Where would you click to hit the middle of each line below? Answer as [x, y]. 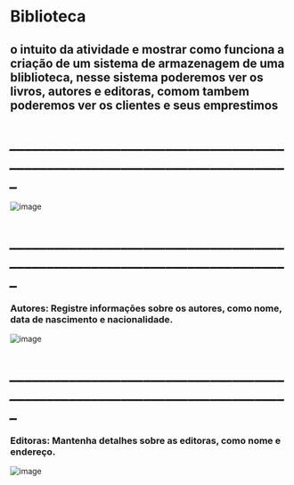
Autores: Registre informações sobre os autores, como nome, [146, 308]
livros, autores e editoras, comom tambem [130, 91]
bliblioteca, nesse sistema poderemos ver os [137, 77]
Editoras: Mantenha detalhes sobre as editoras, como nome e [146, 441]
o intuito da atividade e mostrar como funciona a [147, 50]
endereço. [33, 452]
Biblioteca [48, 17]
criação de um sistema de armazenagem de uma [147, 63]
